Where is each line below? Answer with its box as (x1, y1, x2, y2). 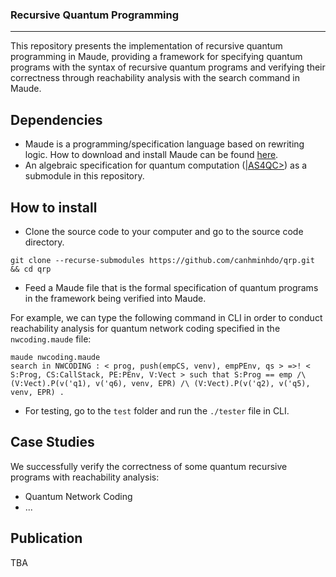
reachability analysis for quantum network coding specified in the (10, 322, 281, 334)
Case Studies (10, 434, 95, 451)
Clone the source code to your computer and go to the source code (24, 225, 304, 237)
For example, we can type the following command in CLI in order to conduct (10, 311, 323, 323)
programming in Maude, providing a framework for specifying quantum (10, 51, 303, 63)
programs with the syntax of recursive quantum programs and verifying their (10, 61, 326, 73)
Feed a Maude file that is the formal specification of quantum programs (24, 281, 319, 293)
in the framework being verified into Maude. (24, 292, 207, 304)
